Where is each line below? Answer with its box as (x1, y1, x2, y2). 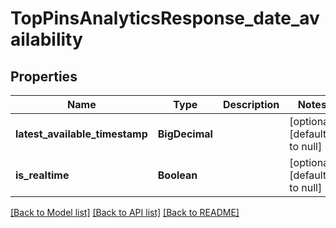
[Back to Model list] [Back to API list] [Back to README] (10, 207, 240, 218)
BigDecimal (157, 127, 213, 141)
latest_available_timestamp (15, 127, 148, 141)
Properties (10, 68, 78, 85)
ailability (10, 28, 83, 51)
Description (222, 98, 280, 111)
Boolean (157, 168, 198, 182)
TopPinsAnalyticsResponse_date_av (10, 7, 320, 30)
